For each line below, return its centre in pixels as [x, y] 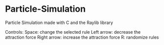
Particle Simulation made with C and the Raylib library [59, 22]
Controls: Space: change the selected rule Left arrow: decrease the [73, 32]
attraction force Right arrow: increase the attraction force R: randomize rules [82, 37]
